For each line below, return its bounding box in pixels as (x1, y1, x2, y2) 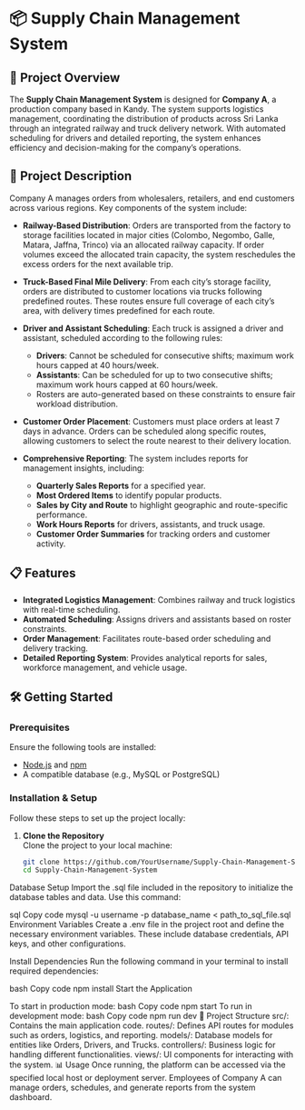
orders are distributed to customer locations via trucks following (22, 285, 262, 296)
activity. (35, 538, 66, 549)
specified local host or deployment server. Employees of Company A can (9, 1073, 282, 1084)
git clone (22, 857, 61, 866)
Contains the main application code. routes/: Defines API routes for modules (9, 1020, 294, 1031)
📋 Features (9, 565, 76, 581)
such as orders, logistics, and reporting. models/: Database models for (9, 1030, 273, 1041)
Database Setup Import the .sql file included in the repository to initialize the (9, 882, 293, 893)
